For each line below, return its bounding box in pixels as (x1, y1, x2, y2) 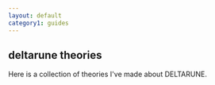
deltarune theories (8, 48, 102, 62)
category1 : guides (8, 19, 69, 27)
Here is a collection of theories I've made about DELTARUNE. (8, 69, 208, 79)
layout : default (8, 11, 62, 20)
